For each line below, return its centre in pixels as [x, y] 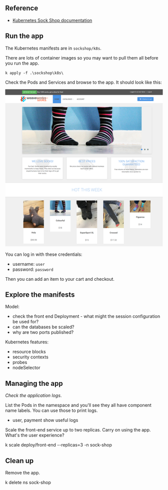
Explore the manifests [40, 295]
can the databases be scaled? [43, 327]
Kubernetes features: [27, 342]
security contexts [30, 357]
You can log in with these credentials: [44, 254]
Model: [12, 307]
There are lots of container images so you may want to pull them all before [82, 58]
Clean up [19, 461]
